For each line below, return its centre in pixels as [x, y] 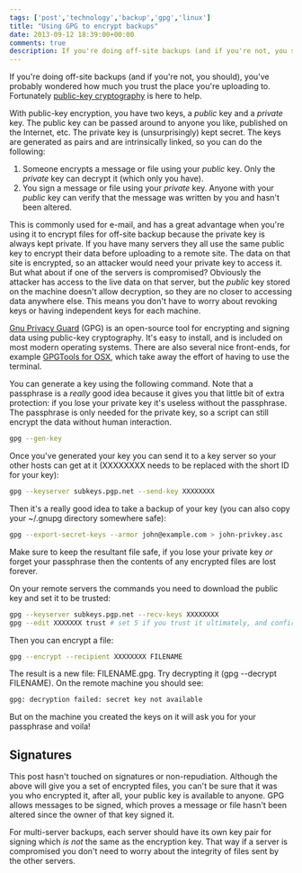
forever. [24, 571]
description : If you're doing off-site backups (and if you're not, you [148, 51]
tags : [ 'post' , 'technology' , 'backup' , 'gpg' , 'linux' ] [110, 18]
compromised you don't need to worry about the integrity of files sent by [144, 851]
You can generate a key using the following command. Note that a [131, 384]
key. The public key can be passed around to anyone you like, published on [149, 123]
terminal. [26, 366]
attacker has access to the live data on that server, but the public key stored [150, 282]
